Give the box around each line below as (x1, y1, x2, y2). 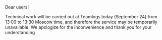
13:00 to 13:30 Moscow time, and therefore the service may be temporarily (5, 19, 158, 25)
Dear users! (5, 4, 29, 10)
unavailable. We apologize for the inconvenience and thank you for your (5, 24, 152, 30)
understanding (5, 30, 35, 35)
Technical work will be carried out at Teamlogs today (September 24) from (5, 14, 158, 19)
